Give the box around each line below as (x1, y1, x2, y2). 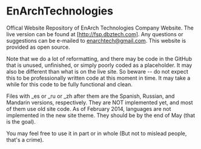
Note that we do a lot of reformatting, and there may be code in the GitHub (6, 55, 193, 62)
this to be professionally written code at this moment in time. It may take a (6, 74, 191, 81)
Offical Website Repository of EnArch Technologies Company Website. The (6, 24, 194, 31)
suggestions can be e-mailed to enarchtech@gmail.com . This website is (6, 37, 186, 44)
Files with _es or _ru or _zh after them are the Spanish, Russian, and (6, 92, 175, 100)
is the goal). (6, 118, 36, 125)
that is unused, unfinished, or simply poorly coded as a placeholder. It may (6, 62, 193, 69)
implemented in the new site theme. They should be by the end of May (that (6, 112, 196, 119)
